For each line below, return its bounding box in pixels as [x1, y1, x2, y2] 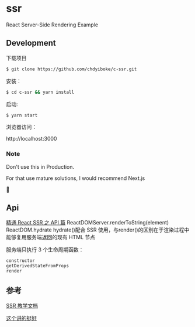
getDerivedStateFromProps [6, 263, 69, 269]
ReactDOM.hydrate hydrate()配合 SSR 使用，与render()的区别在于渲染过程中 [6, 226, 190, 233]
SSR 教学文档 [6, 302, 38, 309]
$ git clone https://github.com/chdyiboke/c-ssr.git [6, 66, 137, 72]
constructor [6, 258, 35, 264]
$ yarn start [6, 112, 38, 118]
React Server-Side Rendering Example [6, 21, 98, 28]
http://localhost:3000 [6, 135, 57, 142]
